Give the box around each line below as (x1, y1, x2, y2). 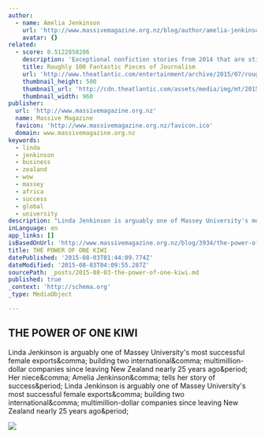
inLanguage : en (8, 224, 58, 233)
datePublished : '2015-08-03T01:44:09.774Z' (8, 253, 154, 261)
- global (15, 202, 44, 210)
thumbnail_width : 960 (22, 92, 93, 100)
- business (15, 159, 51, 167)
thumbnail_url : (22, 84, 73, 93)
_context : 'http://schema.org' (8, 283, 111, 291)
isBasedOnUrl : (8, 239, 55, 247)
